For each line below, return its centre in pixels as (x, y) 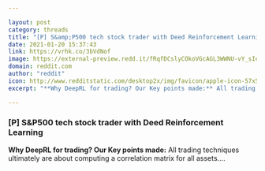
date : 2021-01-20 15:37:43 (52, 44)
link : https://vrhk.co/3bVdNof (60, 52)
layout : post (30, 22)
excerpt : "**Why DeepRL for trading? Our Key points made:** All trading (132, 88)
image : (19, 59)
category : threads (38, 30)
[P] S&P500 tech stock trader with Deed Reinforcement (116, 123)
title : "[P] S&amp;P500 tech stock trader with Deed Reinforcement (121, 37)
